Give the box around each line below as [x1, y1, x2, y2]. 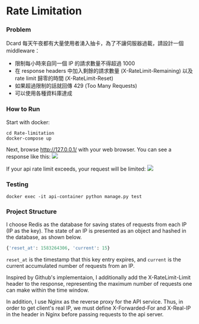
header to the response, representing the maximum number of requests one [6, 280, 192, 288]
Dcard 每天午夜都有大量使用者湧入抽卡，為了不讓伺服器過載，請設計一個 [6, 40, 184, 47]
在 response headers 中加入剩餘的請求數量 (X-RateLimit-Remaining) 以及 [14, 67, 193, 75]
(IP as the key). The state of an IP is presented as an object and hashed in [6, 227, 187, 234]
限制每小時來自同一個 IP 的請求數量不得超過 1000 [14, 60, 135, 67]
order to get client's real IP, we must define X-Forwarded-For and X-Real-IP [6, 304, 191, 311]
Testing [6, 180, 29, 189]
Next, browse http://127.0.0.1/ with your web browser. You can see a [6, 146, 172, 153]
